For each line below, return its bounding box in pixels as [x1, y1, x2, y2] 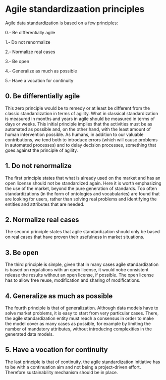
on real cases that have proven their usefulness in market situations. [5, 234, 145, 240]
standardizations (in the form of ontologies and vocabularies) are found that [5, 190, 160, 196]
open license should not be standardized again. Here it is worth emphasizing [5, 180, 162, 186]
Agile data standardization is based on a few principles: [5, 20, 118, 26]
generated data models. [5, 331, 54, 337]
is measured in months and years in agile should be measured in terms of [5, 116, 155, 122]
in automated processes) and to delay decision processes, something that [5, 142, 156, 148]
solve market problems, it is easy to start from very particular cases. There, [5, 310, 159, 316]
